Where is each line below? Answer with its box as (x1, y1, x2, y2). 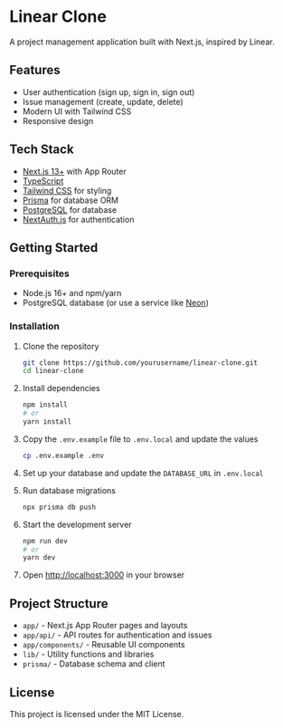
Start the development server (22, 519, 133, 530)
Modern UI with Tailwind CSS (22, 106, 132, 117)
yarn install (22, 417, 72, 426)
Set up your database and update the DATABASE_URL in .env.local (22, 467, 264, 478)
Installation (9, 320, 61, 332)
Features (9, 62, 61, 78)
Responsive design (22, 115, 94, 126)
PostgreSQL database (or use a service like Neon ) (22, 297, 210, 309)
